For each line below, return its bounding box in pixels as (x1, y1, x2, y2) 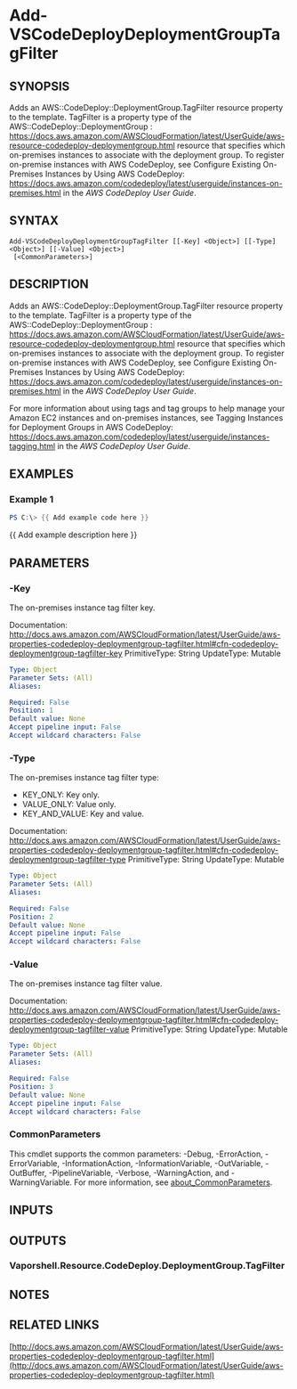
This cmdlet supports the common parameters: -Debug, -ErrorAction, (9, 1148, 264, 1159)
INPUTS (9, 1203, 53, 1218)
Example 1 (9, 493, 54, 505)
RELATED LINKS (9, 1318, 100, 1333)
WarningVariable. (9, 1177, 73, 1188)
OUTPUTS (9, 1233, 67, 1248)
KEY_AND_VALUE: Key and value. (21, 808, 145, 820)
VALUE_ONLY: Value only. (21, 799, 117, 810)
